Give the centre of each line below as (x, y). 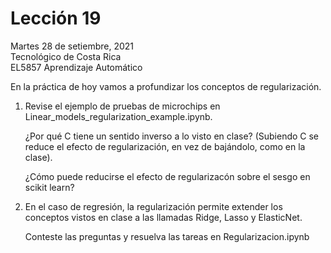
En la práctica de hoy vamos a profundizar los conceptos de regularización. (166, 86)
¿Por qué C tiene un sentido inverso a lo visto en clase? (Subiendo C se (172, 136)
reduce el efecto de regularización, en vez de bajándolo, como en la (165, 146)
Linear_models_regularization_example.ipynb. (118, 116)
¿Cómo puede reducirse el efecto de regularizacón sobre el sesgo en (167, 176)
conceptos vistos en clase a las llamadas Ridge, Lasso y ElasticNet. (163, 217)
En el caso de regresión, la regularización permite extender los (153, 206)
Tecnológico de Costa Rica (66, 56)
